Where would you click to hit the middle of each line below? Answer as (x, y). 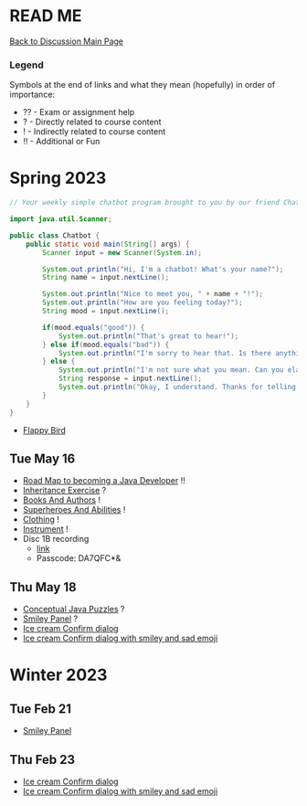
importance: (32, 95)
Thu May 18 (43, 587)
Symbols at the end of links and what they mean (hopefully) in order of (143, 85)
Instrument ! (45, 529)
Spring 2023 (58, 178)
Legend (26, 65)
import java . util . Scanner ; (61, 219)
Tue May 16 (42, 458)
